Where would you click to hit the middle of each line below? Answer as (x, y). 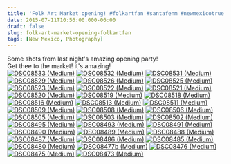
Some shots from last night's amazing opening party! (83, 59)
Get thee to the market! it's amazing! (59, 66)
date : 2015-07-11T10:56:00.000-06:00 (62, 20)
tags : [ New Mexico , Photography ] (55, 39)
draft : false (26, 26)
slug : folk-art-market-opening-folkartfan (69, 33)
